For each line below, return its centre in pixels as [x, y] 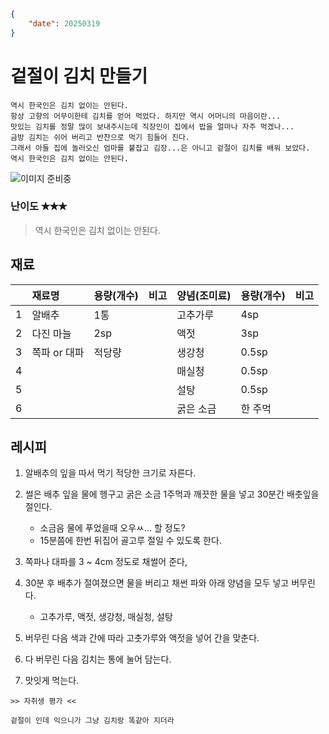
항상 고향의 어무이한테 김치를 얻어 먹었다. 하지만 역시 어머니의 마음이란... [146, 116]
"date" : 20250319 [64, 23]
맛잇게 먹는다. [52, 681]
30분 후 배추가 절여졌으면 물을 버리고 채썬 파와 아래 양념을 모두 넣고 [157, 583]
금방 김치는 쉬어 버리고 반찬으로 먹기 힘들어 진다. [100, 137]
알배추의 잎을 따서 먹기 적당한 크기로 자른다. [110, 473]
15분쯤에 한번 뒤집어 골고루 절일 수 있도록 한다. [130, 541]
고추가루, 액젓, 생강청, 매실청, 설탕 [106, 617]
